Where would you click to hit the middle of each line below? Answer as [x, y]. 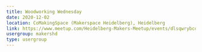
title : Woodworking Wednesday [44, 12]
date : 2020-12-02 [28, 17]
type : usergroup [26, 39]
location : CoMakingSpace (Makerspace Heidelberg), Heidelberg [86, 23]
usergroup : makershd [32, 34]
